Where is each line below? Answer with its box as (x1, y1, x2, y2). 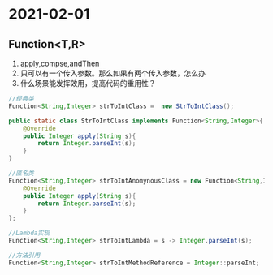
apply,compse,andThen (19, 58, 100, 68)
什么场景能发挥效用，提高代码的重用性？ (19, 79, 156, 88)
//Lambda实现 (8, 229, 50, 238)
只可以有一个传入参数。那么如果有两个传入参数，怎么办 (19, 68, 206, 78)
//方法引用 (8, 251, 41, 260)
